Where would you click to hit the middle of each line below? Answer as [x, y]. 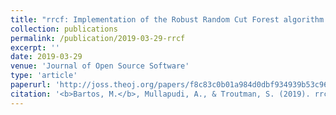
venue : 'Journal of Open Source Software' [100, 66]
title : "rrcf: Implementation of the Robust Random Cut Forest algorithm [167, 19]
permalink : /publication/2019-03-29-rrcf [98, 38]
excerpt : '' [35, 47]
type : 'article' [44, 76]
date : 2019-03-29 [46, 57]
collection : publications [64, 29]
